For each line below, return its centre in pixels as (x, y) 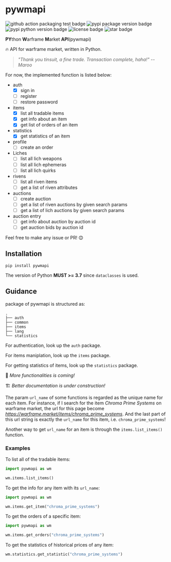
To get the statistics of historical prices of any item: (60, 545)
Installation (24, 254)
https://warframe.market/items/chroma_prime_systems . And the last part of (85, 414)
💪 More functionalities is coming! (40, 375)
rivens (20, 176)
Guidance (21, 292)
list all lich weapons (41, 159)
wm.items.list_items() (30, 478)
